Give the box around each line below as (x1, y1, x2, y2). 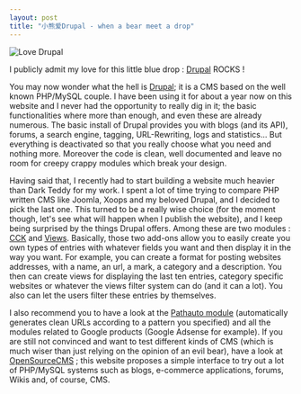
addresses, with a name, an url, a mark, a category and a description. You (9, 261, 283, 272)
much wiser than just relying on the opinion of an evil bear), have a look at (9, 345, 283, 356)
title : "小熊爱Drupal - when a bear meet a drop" (9, 22, 195, 31)
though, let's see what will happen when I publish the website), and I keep (9, 213, 283, 224)
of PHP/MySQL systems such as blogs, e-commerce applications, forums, (9, 364, 285, 375)
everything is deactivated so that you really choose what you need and (9, 139, 272, 149)
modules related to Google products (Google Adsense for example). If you (9, 326, 283, 337)
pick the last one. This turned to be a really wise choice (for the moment (9, 203, 276, 214)
